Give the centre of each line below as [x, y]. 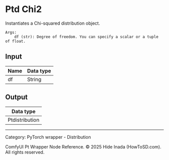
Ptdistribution [24, 120]
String [34, 79]
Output [16, 97]
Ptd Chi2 [23, 9]
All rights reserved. [25, 152]
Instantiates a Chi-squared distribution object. [53, 23]
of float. [16, 41]
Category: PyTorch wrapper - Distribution [48, 137]
